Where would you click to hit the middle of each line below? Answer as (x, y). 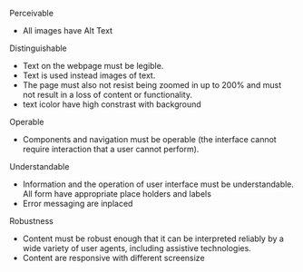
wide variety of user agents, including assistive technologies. (137, 248)
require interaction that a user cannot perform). (111, 149)
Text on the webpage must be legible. (93, 66)
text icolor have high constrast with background (112, 104)
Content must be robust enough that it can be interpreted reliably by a (153, 238)
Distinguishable (39, 48)
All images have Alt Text (68, 30)
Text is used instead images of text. (89, 75)
